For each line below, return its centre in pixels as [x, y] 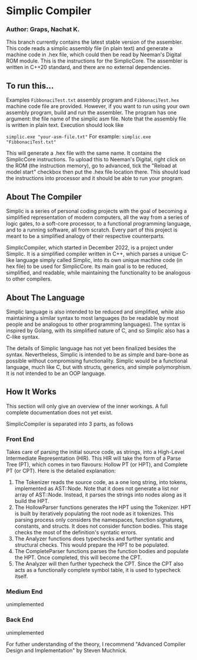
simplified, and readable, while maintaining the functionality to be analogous [98, 273]
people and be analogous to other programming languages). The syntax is [96, 324]
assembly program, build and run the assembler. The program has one [91, 113]
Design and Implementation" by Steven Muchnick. [67, 650]
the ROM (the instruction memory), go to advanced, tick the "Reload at [92, 166]
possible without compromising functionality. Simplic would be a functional [97, 361]
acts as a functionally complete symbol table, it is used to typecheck [98, 570]
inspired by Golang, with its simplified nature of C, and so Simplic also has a [98, 330]
